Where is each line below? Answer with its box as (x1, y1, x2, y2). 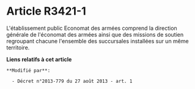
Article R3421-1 (6, 4, 87, 18)
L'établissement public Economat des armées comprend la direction (6, 24, 177, 32)
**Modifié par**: (6, 67, 51, 74)
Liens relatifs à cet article (6, 55, 72, 63)
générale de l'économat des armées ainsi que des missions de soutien (6, 30, 184, 38)
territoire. (6, 44, 30, 51)
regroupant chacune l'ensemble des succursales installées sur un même (6, 37, 189, 44)
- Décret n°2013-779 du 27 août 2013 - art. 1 (12, 78, 133, 84)
